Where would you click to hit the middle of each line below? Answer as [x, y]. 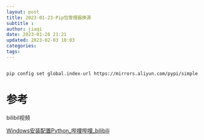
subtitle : [20, 23]
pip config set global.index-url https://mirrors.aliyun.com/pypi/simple [102, 74]
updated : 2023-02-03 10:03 [41, 40]
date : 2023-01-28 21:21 [37, 35]
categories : [21, 46]
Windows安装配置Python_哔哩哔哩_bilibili [58, 130]
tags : [13, 52]
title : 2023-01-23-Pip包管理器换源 [49, 18]
